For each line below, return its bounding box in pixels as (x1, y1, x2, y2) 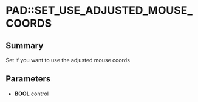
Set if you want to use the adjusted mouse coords (5, 57, 130, 63)
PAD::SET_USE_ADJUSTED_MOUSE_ (5, 4, 193, 18)
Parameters (5, 74, 51, 84)
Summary (5, 40, 44, 51)
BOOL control (14, 90, 49, 97)
